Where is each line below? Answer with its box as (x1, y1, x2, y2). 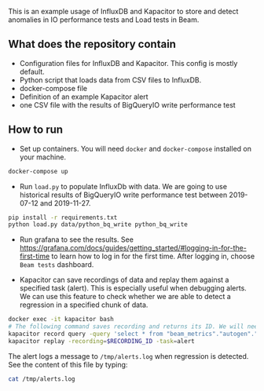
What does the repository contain (8, 38, 177, 51)
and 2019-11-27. (39, 198, 91, 207)
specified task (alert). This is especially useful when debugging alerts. (19, 283, 247, 293)
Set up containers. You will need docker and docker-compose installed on (19, 144, 251, 153)
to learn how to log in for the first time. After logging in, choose (51, 251, 255, 261)
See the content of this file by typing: (8, 360, 128, 369)
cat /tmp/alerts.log (8, 375, 76, 383)
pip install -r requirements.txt (8, 214, 118, 221)
